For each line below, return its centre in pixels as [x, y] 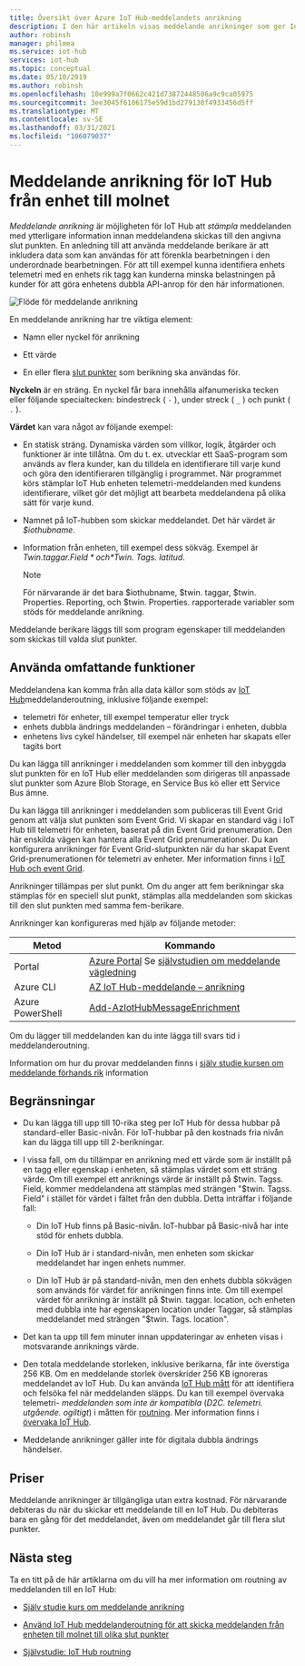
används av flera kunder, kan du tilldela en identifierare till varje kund [152, 463]
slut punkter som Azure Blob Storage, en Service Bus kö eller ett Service [145, 783]
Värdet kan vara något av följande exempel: [91, 427]
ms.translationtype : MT [54, 111]
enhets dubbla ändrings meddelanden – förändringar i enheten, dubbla [155, 726]
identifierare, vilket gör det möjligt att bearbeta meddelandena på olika [154, 493]
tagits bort [42, 746]
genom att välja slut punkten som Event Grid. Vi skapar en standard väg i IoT [152, 819]
